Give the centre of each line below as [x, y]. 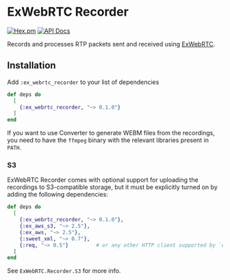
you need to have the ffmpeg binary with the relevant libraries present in [108, 140]
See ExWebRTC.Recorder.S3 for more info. [64, 271]
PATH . [14, 148]
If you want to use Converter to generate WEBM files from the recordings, [111, 133]
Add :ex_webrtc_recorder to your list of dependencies [83, 82]
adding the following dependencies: [57, 195]
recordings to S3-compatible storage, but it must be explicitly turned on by [112, 187]
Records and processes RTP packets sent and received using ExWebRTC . [111, 44]
